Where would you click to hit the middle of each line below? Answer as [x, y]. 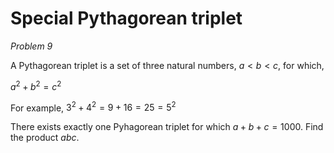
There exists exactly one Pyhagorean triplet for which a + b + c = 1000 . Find [167, 127]
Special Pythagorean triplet [126, 18]
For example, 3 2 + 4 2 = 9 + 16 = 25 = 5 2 [93, 107]
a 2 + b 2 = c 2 [36, 85]
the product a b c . [45, 138]
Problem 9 [31, 46]
